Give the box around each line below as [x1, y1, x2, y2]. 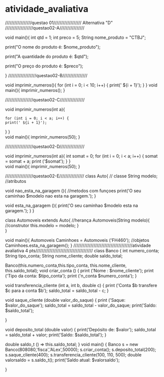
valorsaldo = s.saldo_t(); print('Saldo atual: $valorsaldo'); [5, 357, 120, 363]
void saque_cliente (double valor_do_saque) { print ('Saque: [5, 297, 126, 303]
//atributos [5, 178, 27, 184]
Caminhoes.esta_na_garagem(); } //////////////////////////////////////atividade [5, 242, 151, 248]
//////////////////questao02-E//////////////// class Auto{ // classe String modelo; [5, 173, 158, 179]
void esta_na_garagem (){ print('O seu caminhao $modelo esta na [5, 203, 138, 208]
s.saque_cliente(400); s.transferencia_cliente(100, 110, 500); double [5, 351, 142, 357]
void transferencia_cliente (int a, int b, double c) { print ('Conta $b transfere [5, 282, 157, 288]
